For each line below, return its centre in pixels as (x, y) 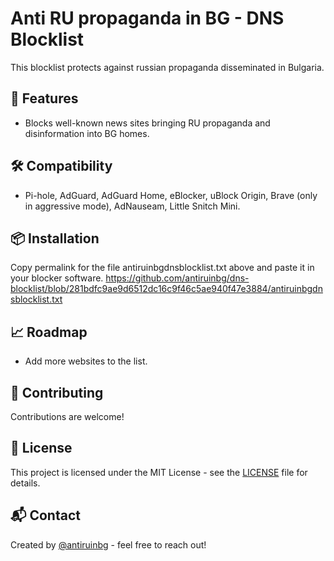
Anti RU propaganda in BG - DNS (147, 18)
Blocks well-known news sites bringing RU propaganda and (147, 123)
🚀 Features (44, 98)
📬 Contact (45, 515)
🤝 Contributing (57, 392)
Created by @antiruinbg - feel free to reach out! (108, 544)
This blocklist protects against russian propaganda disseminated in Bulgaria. (167, 67)
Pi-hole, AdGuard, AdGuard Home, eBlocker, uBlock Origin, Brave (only (171, 195)
